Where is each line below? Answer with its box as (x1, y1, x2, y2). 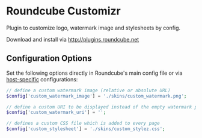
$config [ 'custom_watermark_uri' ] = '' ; (6, 110, 106, 116)
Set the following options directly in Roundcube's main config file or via (6, 69, 183, 77)
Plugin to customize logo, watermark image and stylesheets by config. (6, 24, 181, 31)
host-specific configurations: (6, 75, 78, 83)
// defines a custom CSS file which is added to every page (6, 121, 161, 127)
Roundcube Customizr (6, 4, 121, 18)
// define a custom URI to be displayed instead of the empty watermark (6, 104, 192, 110)
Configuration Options (6, 53, 92, 64)
